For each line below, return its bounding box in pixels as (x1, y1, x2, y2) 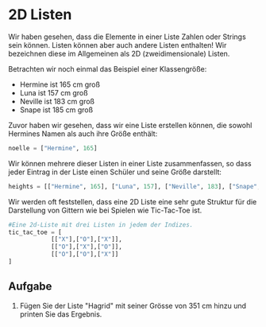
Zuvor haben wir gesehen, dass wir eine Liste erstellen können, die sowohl (8, 120, 253, 130)
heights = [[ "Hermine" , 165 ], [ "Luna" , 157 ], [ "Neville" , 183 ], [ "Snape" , (8, 182, 261, 190)
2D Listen (8, 6, 72, 24)
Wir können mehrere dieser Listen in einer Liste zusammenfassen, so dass (8, 158, 252, 168)
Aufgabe (8, 280, 52, 294)
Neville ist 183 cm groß (19, 96, 95, 106)
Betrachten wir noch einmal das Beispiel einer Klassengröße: (8, 64, 207, 73)
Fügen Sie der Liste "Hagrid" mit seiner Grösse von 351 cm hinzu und (19, 301, 247, 310)
